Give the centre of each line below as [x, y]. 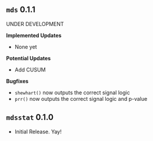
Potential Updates [29, 58]
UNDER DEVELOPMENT [35, 24]
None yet [26, 47]
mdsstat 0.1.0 [30, 117]
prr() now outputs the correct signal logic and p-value [81, 99]
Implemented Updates [34, 35]
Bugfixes [17, 81]
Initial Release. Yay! [38, 132]
